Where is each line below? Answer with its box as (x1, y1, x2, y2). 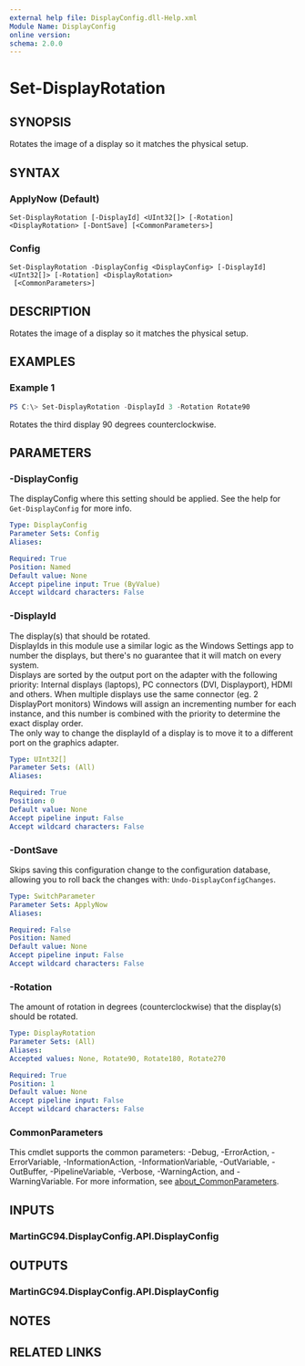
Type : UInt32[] (9, 755, 67, 764)
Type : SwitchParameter (9, 892, 96, 901)
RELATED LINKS (9, 1344, 102, 1360)
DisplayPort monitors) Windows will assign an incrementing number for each (9, 698, 297, 709)
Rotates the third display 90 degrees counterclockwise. (9, 419, 217, 430)
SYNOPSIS (9, 114, 72, 130)
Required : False (9, 925, 71, 934)
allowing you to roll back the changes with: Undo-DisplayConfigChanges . (9, 873, 276, 885)
